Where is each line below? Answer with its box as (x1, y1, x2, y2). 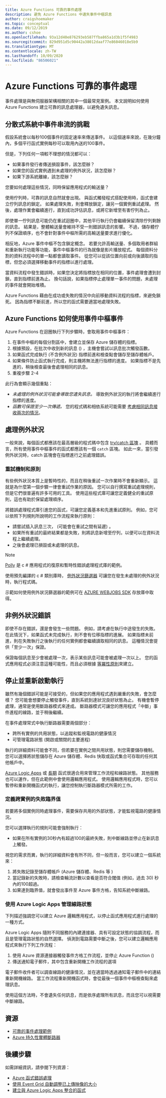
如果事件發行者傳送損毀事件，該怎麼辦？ (12, 161, 95, 167)
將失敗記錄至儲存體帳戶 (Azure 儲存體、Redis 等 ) (12, 868, 113, 874)
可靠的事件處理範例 (12, 1028, 52, 1034)
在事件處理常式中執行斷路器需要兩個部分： (5, 719, 92, 725)
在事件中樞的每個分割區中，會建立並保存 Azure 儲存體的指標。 (12, 339, 140, 345)
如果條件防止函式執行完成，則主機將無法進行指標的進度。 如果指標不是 (12, 357, 157, 364)
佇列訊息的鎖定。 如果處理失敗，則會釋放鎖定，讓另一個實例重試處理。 (9, 201, 154, 207)
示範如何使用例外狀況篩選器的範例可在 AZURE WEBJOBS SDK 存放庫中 (5, 589, 150, 595)
